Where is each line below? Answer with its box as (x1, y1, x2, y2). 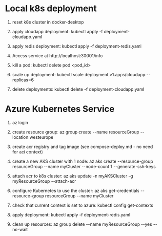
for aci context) (12, 149, 43, 154)
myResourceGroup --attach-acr (12, 178, 77, 184)
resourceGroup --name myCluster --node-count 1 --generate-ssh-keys (12, 163, 156, 169)
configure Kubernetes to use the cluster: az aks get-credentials (12, 188, 140, 193)
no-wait (12, 226, 28, 232)
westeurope (29, 134, 54, 140)
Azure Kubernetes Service (5, 104, 115, 115)
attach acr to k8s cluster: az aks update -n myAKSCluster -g (12, 173, 133, 179)
